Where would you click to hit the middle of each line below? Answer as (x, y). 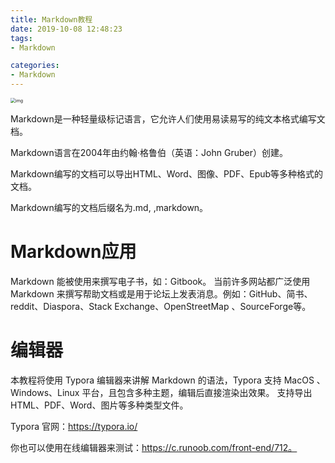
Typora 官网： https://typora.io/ (74, 426)
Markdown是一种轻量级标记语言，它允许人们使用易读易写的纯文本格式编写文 (168, 119)
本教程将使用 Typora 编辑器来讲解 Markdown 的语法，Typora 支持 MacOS (162, 380)
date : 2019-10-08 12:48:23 (66, 29)
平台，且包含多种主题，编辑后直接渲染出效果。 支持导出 (197, 392)
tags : (21, 38)
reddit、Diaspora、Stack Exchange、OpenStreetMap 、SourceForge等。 (161, 306)
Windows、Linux (45, 392)
